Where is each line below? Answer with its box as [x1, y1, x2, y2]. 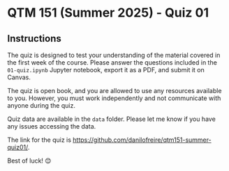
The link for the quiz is [7, 136, 72, 144]
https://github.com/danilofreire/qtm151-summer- [73, 136, 212, 144]
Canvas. [7, 73, 31, 81]
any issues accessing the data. [7, 122, 96, 130]
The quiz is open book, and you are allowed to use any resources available [7, 87, 222, 95]
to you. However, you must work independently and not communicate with [7, 94, 221, 102]
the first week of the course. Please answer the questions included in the [7, 58, 218, 67]
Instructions [7, 33, 61, 44]
